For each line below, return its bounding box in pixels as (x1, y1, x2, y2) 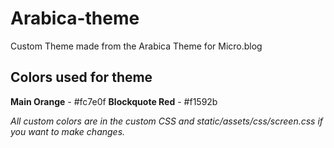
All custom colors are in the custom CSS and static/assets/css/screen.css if (10, 115, 324, 127)
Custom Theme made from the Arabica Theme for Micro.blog (10, 40, 263, 52)
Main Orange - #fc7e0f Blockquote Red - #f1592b (10, 95, 218, 107)
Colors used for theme (10, 69, 153, 86)
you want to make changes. (10, 125, 126, 137)
